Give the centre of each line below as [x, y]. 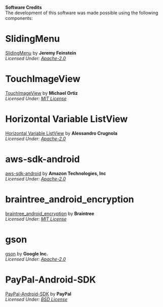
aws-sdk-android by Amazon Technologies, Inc [56, 173]
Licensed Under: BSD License [36, 299]
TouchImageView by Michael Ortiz [42, 93]
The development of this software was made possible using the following [82, 13]
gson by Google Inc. [27, 253]
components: [19, 18]
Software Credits [24, 7]
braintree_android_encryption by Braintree [50, 213]
